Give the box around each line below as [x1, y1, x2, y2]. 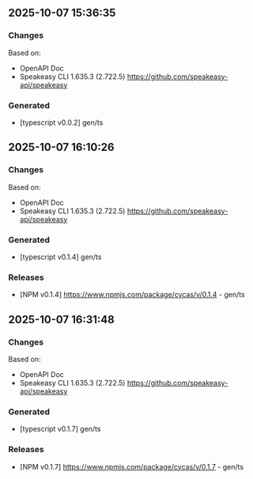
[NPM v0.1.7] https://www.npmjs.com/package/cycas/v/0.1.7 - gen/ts [19, 462, 244, 471]
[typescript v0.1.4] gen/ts [19, 252, 102, 262]
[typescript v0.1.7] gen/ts [19, 424, 101, 434]
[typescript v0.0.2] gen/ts [19, 118, 104, 127]
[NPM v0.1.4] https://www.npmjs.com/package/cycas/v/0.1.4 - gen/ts [19, 290, 245, 300]
